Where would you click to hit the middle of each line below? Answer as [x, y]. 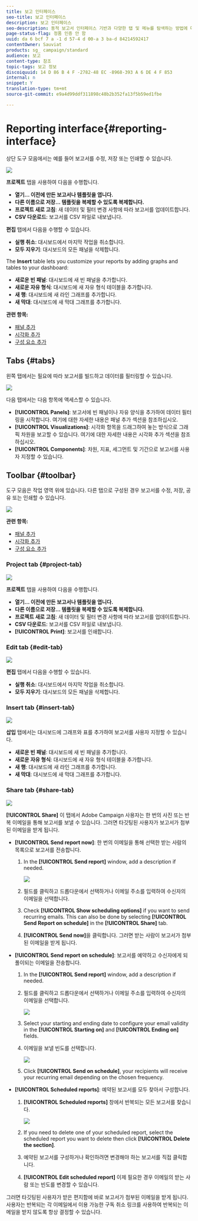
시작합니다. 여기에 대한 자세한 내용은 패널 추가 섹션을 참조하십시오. [102, 419]
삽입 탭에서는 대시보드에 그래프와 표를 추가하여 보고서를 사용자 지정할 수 [89, 732]
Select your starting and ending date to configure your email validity [106, 1023]
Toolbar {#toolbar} [41, 475]
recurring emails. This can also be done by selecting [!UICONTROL [105, 916]
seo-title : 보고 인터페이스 [36, 17]
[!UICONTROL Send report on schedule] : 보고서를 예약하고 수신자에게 [98, 955]
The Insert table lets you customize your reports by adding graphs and [92, 261]
